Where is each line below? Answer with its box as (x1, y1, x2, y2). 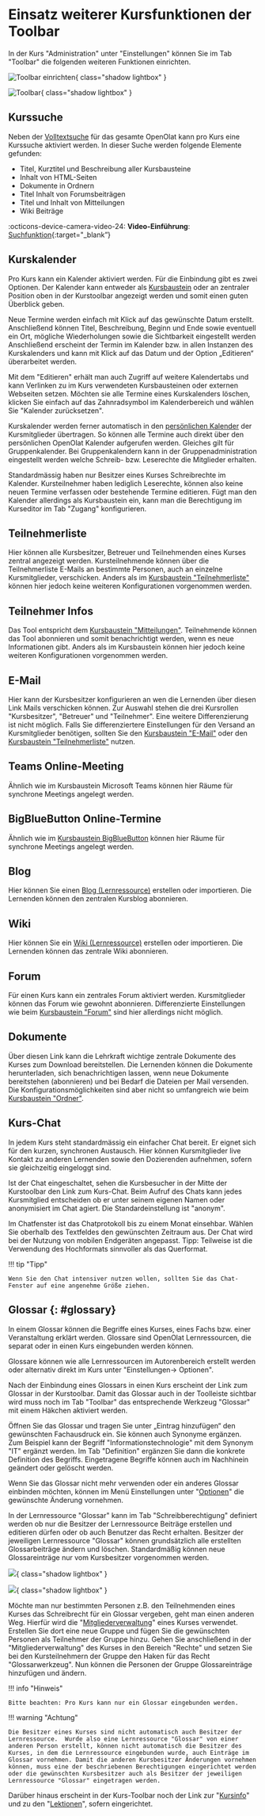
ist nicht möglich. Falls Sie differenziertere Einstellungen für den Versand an (8, 720, 256, 729)
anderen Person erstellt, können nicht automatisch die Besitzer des (8, 1741, 243, 1749)
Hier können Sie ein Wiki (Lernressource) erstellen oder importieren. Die (8, 938, 244, 948)
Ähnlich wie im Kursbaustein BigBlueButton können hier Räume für (8, 833, 225, 843)
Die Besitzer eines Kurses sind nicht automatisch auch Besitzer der (8, 1728, 243, 1736)
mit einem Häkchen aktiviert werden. (8, 1405, 128, 1415)
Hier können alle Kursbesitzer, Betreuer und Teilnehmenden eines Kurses (8, 548, 247, 557)
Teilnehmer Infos (8, 604, 93, 617)
